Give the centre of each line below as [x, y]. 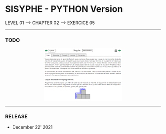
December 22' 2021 [32, 127]
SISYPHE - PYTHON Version [64, 9]
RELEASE [17, 117]
